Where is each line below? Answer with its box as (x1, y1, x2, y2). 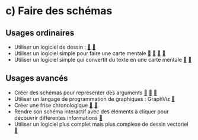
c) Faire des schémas (5, 4, 113, 18)
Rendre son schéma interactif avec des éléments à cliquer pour (14, 108, 170, 115)
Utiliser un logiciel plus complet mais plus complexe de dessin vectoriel (14, 120, 189, 128)
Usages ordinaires (5, 28, 75, 38)
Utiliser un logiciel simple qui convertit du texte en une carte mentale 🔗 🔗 (14, 56, 192, 63)
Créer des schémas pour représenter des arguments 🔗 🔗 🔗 (14, 89, 158, 96)
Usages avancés (5, 73, 68, 84)
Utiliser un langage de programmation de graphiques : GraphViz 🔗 (14, 95, 175, 102)
